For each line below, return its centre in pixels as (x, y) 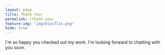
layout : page (19, 10)
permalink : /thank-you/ (30, 19)
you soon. (15, 48)
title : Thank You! (24, 14)
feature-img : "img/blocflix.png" (40, 24)
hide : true (16, 28)
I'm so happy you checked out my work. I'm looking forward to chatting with (83, 42)
